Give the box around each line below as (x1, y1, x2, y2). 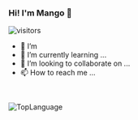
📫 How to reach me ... (19, 68, 96, 78)
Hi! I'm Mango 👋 (8, 7, 72, 19)
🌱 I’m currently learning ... (19, 50, 107, 60)
